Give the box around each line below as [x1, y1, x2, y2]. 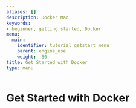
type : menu [6, 65, 34, 71]
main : [11, 37, 26, 43]
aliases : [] [6, 8, 36, 15]
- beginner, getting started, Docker [6, 25, 102, 32]
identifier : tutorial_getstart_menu [17, 43, 110, 49]
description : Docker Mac [6, 14, 69, 21]
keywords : [6, 20, 31, 26]
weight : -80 [17, 54, 47, 60]
